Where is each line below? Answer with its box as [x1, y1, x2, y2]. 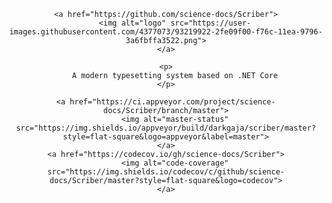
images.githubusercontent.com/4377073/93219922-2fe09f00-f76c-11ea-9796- [9, 27, 323, 37]
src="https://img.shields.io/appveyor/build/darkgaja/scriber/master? [16, 123, 316, 133]
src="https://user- [170, 18, 252, 28]
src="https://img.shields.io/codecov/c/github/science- [47, 167, 285, 177]
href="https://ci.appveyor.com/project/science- [69, 97, 276, 107]
